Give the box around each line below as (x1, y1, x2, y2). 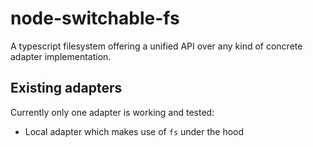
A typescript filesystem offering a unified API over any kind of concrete (10, 40, 303, 52)
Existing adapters (10, 80, 123, 97)
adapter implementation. (10, 50, 112, 62)
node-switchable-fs (10, 7, 180, 30)
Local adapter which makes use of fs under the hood (24, 125, 245, 137)
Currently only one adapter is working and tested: (10, 106, 215, 118)
